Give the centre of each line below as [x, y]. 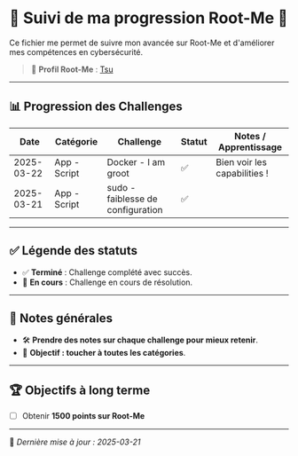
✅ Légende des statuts [73, 251]
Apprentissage [250, 147]
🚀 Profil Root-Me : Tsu [72, 69]
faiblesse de [132, 199]
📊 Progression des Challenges [96, 107]
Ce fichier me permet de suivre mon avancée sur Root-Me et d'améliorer [142, 43]
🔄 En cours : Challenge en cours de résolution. [107, 282]
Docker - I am [136, 161]
